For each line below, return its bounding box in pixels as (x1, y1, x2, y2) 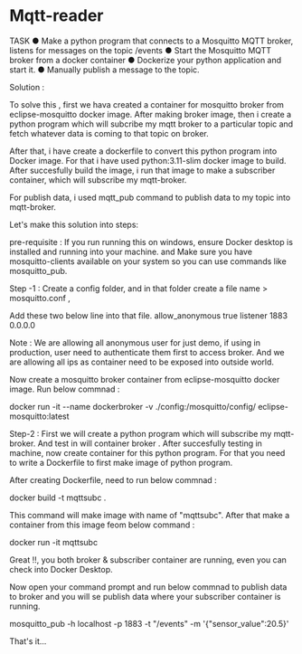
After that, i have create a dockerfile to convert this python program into (9, 146, 278, 156)
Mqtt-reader (9, 5, 104, 26)
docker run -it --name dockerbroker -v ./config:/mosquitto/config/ (9, 401, 256, 412)
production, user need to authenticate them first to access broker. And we (9, 346, 285, 357)
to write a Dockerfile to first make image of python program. (9, 457, 233, 468)
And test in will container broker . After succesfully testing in (37, 438, 262, 449)
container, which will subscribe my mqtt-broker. (9, 174, 187, 185)
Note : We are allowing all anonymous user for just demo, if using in (9, 336, 260, 348)
